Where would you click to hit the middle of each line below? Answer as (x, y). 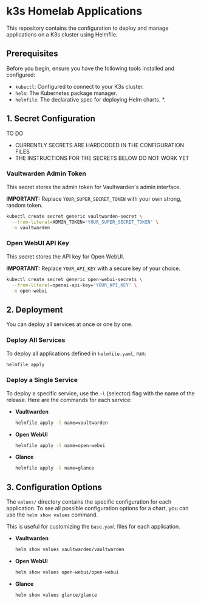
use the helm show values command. (52, 515)
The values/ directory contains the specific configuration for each (89, 502)
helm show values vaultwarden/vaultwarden (70, 550)
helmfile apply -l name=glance (55, 468)
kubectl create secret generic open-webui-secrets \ (74, 279)
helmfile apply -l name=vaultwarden (61, 423)
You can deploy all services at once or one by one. (70, 324)
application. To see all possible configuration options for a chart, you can (97, 509)
